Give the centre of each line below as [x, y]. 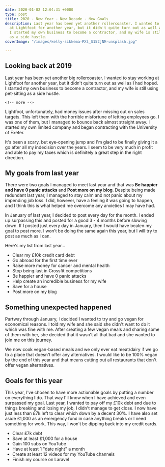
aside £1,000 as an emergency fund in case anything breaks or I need [76, 419]
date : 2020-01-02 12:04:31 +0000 [39, 10]
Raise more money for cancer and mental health [61, 265]
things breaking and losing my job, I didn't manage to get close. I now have [81, 408]
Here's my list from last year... [35, 246]
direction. [15, 157]
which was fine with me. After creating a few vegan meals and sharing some [82, 329]
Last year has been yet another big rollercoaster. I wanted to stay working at [82, 78]
